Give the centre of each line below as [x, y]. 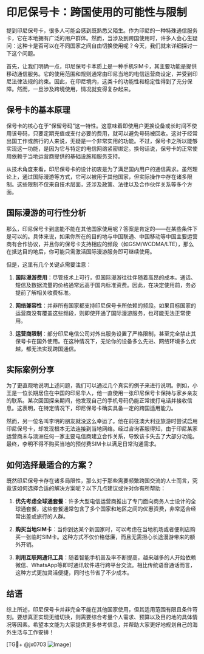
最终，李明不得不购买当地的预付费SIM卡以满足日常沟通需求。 [83, 444]
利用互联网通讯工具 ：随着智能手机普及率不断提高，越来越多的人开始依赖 [105, 557]
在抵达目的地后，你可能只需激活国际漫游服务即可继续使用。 [81, 251]
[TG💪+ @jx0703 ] [39, 644]
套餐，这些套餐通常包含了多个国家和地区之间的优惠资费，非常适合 [108, 509]
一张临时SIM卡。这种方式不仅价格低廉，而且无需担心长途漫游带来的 [105, 537]
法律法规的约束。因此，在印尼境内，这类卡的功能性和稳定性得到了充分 [99, 81]
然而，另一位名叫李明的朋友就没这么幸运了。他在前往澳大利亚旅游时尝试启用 [102, 421]
